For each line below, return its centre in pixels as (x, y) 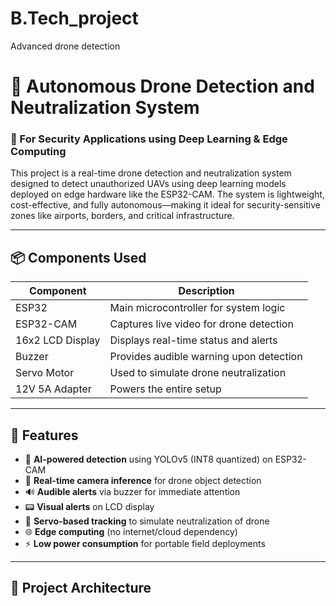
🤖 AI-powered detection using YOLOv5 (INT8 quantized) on (148, 459)
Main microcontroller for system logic (197, 308)
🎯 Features (44, 435)
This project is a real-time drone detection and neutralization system (151, 173)
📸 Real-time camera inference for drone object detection (143, 481)
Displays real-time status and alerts (193, 340)
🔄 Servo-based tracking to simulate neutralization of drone (147, 521)
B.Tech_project (74, 18)
